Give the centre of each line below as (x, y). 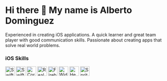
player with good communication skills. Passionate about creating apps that (83, 40)
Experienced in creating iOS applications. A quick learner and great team (81, 34)
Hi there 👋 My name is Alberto (69, 10)
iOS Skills (17, 58)
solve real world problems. (33, 45)
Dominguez (30, 21)
